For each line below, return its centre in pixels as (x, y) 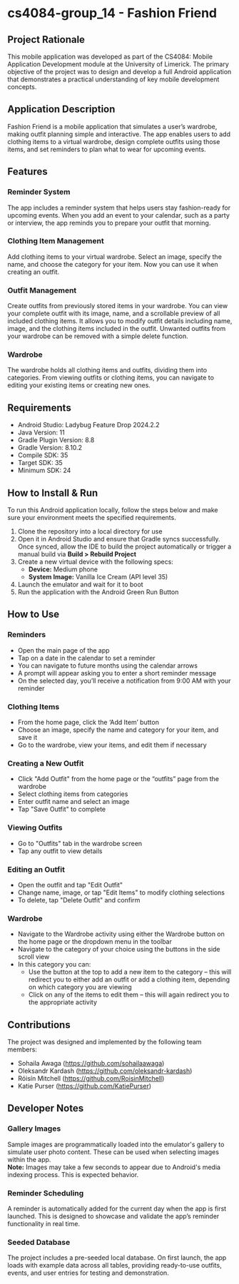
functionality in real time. (44, 1223)
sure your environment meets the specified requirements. (92, 518)
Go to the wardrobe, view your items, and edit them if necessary (112, 745)
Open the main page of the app (63, 650)
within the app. (29, 1159)
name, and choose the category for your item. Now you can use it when (113, 264)
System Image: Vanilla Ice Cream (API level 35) (98, 577)
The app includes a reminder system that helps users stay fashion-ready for (119, 208)
